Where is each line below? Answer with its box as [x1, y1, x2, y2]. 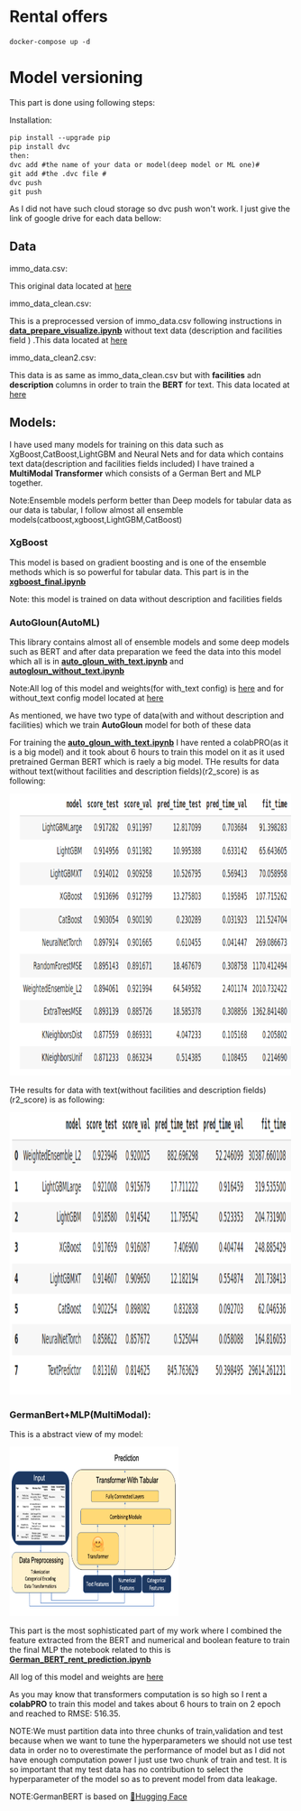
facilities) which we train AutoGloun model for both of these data [9, 720, 251, 730]
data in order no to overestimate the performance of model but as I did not [9, 1745, 286, 1756]
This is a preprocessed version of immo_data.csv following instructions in [9, 315, 282, 326]
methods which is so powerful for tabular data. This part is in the [9, 566, 250, 577]
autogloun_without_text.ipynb [9, 665, 124, 676]
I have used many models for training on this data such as [9, 439, 223, 450]
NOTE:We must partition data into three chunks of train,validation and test [9, 1726, 284, 1737]
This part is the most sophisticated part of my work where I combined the [9, 1625, 282, 1636]
